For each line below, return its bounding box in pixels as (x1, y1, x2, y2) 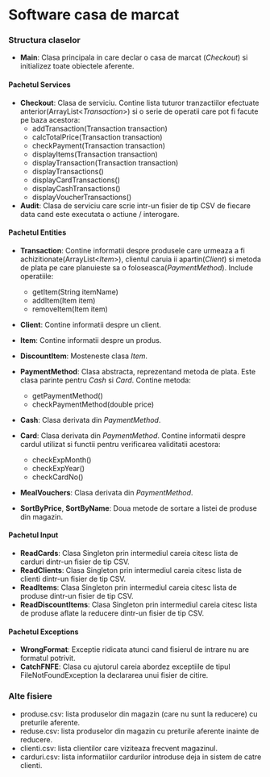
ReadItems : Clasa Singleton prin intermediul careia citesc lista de (19, 583, 238, 592)
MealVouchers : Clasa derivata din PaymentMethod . (19, 487, 193, 497)
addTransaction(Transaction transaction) (31, 123, 168, 133)
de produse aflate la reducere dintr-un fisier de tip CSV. (19, 608, 205, 618)
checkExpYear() (31, 463, 85, 473)
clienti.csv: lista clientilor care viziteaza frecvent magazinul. (19, 743, 218, 753)
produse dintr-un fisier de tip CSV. (19, 591, 135, 601)
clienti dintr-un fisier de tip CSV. (19, 574, 127, 584)
